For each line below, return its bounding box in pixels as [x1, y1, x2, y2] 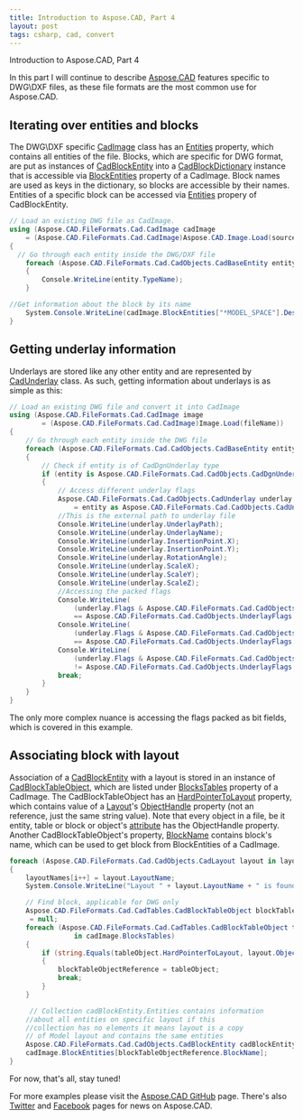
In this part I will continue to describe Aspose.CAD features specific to [9, 72, 270, 83]
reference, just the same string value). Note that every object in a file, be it [9, 810, 286, 821]
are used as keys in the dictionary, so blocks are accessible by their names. [9, 180, 290, 190]
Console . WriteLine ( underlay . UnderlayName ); [57, 528, 224, 537]
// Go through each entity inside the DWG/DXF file [17, 250, 216, 259]
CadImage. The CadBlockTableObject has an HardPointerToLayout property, [9, 791, 293, 801]
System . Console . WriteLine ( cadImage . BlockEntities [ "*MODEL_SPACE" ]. [25, 308, 284, 317]
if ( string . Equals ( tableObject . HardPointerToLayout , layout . [41, 949, 277, 958]
